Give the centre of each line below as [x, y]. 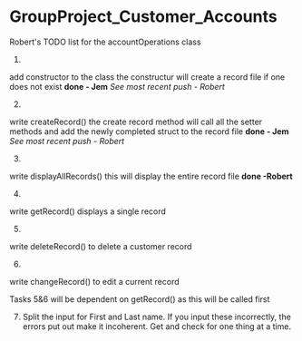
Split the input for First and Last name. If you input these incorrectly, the [157, 317]
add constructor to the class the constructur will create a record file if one [147, 77]
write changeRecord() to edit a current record [94, 281]
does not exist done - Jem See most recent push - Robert [117, 86]
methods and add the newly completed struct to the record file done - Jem [149, 131]
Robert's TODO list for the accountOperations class [105, 42]
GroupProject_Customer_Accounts [144, 17]
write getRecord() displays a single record [88, 211]
